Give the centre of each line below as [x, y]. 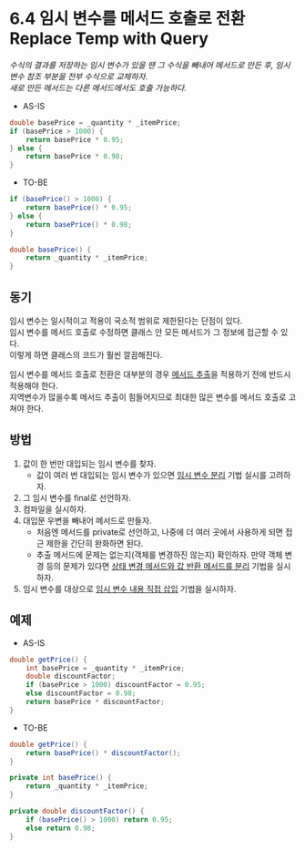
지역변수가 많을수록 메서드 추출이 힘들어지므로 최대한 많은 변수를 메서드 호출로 [148, 397]
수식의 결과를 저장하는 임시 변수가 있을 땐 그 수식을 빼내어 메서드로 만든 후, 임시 [150, 65]
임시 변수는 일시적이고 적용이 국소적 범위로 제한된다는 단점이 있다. [126, 321]
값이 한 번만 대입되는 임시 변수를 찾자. [89, 463]
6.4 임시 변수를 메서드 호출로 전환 [127, 19]
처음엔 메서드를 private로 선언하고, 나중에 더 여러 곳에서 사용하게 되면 [160, 532]
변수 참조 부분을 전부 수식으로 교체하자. [79, 76]
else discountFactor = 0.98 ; [81, 693]
